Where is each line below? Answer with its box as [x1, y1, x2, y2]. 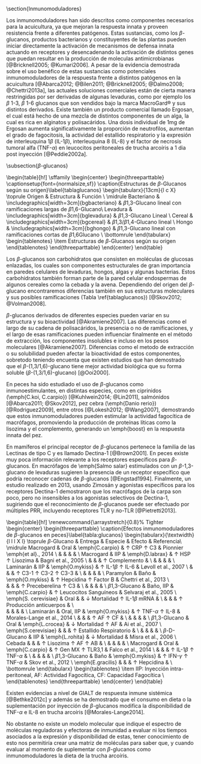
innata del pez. [6, 432, 43, 438]
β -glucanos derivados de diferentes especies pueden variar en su [6, 312, 170, 318]
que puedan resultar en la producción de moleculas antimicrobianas [6, 55, 175, 62]
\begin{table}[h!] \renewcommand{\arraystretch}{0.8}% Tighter [6, 519, 164, 525]
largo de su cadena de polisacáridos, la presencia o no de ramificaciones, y [6, 324, 193, 332]
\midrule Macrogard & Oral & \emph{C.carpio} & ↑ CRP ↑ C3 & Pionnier [6, 544, 184, 551]
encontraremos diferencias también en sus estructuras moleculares [27, 287, 195, 294]
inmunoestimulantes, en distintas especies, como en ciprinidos [6, 387, 162, 394]
